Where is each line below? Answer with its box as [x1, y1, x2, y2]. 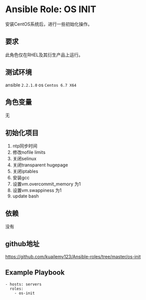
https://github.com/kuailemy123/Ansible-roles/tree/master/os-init [5, 253, 141, 259]
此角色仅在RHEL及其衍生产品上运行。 [5, 52, 83, 58]
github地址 [5, 240, 40, 248]
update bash [12, 193, 39, 199]
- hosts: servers [5, 282, 42, 287]
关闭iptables [12, 169, 38, 175]
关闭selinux [12, 156, 37, 162]
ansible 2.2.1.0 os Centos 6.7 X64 [5, 82, 77, 88]
